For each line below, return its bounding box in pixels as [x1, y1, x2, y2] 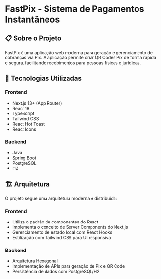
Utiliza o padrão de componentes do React [12, 219, 99, 225]
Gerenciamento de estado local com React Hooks [12, 229, 113, 235]
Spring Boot [12, 155, 37, 161]
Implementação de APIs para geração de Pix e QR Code [12, 263, 125, 269]
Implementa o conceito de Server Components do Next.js [12, 224, 128, 230]
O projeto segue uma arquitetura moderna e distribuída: [5, 195, 117, 201]
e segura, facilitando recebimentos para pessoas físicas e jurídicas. [5, 60, 141, 66]
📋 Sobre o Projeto [5, 34, 62, 42]
